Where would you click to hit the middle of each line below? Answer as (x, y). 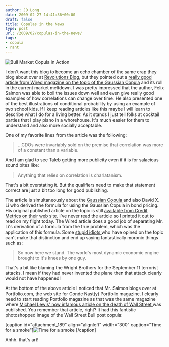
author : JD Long (22, 10)
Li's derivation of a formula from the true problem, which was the (73, 226)
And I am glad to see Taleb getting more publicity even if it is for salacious (82, 160)
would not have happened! (33, 278)
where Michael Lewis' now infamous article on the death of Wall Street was (83, 304)
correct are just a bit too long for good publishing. (57, 190)
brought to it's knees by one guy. (52, 258)
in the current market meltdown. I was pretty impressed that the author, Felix (85, 88)
